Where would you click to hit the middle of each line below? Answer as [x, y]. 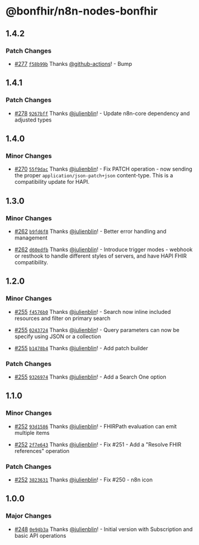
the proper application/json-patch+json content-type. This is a [94, 175]
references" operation [42, 451]
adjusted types [33, 120]
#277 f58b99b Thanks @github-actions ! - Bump [73, 64]
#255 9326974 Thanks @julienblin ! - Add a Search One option [90, 377]
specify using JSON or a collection [57, 336]
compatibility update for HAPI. [52, 182]
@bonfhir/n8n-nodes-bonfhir [82, 11]
